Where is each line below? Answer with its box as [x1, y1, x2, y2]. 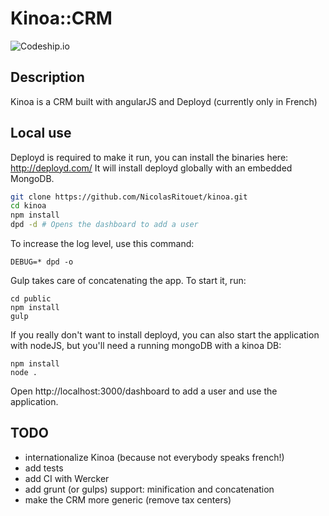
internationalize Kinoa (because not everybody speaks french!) [24, 451, 285, 463]
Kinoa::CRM [10, 7, 113, 30]
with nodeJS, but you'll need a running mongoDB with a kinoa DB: [10, 340, 282, 352]
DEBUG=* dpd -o [10, 257, 74, 267]
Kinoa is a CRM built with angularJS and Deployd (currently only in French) [10, 95, 318, 107]
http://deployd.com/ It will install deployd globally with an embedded [10, 162, 293, 174]
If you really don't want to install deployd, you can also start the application [10, 329, 320, 341]
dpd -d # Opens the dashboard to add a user [10, 220, 199, 230]
